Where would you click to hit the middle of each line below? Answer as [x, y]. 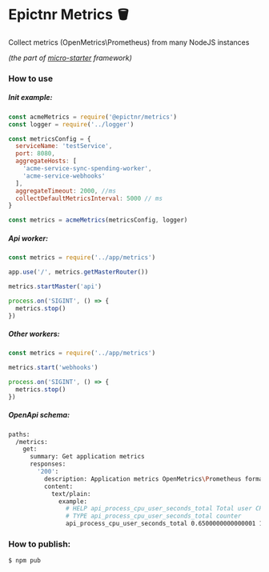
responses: [48, 464]
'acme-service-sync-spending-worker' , [87, 169]
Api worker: [28, 238]
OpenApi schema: [39, 415]
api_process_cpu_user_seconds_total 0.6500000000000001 [161, 524]
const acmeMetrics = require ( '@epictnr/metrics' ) [93, 117]
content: [58, 486]
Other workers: [34, 334]
